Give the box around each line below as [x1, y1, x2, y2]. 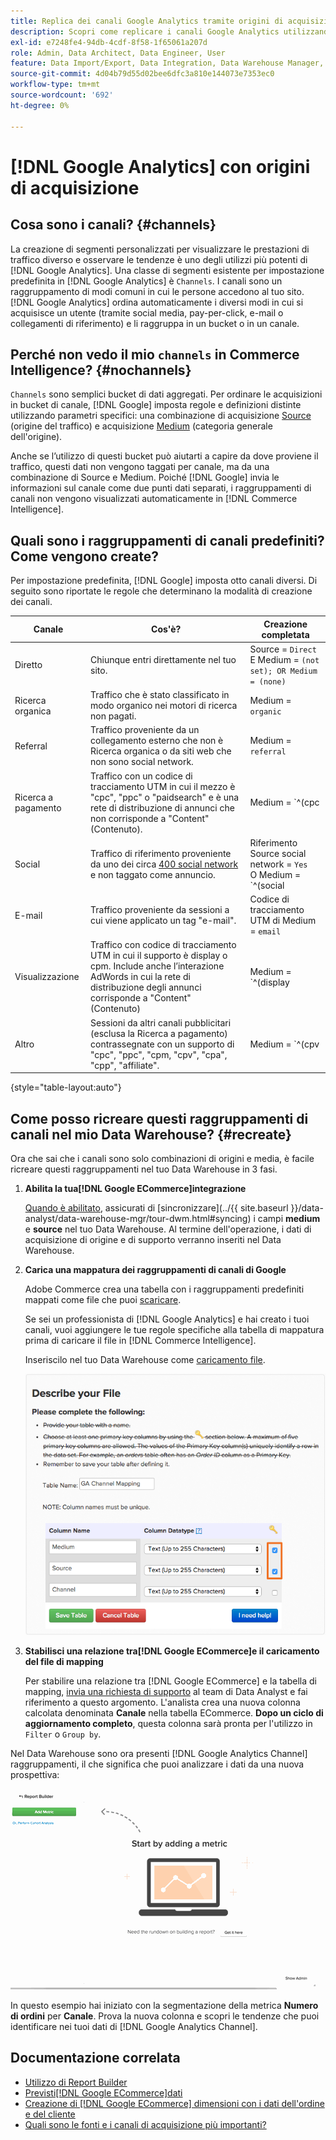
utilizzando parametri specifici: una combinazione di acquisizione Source [10, 410, 312, 422]
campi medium [257, 1212, 321, 1224]
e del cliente [24, 2108, 76, 2120]
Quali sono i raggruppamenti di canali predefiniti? [10, 532, 325, 549]
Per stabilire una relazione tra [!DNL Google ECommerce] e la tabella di [24, 1675, 317, 1687]
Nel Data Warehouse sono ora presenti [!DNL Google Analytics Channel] [10, 1747, 308, 1759]
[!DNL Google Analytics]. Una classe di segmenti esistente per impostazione [10, 264, 325, 276]
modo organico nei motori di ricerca [90, 700, 238, 712]
